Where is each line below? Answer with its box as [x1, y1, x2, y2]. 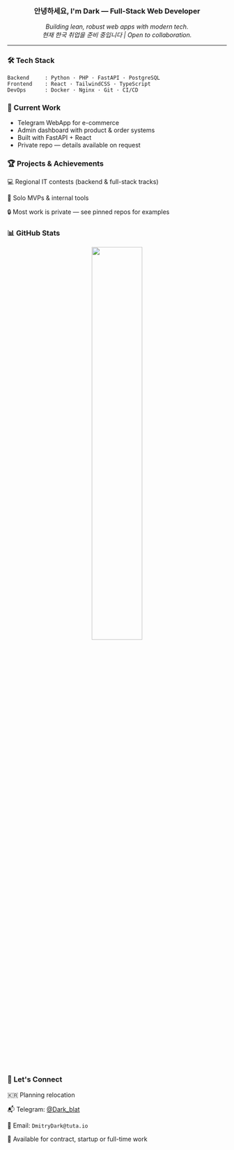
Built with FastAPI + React [17, 133, 92, 141]
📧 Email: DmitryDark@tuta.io [7, 1121, 88, 1130]
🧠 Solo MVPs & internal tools [7, 194, 89, 202]
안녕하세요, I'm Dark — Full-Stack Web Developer [33, 6, 201, 15]
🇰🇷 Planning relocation [7, 1091, 75, 1099]
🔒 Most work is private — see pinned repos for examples [7, 208, 170, 216]
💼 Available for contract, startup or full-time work [7, 1135, 148, 1143]
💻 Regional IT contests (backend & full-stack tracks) [7, 178, 159, 186]
